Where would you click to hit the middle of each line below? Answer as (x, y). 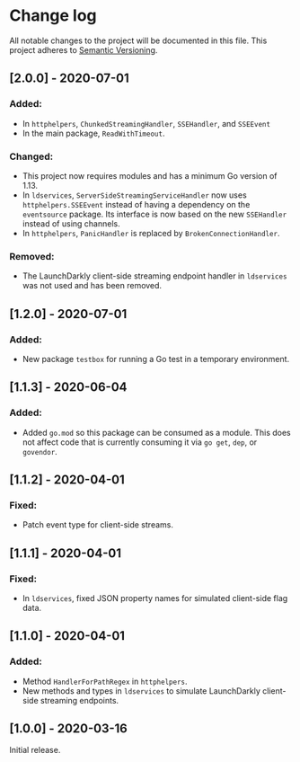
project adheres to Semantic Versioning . (84, 49)
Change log (53, 16)
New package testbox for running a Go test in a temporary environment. (156, 359)
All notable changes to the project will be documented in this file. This (138, 40)
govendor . (40, 451)
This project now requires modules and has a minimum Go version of (150, 175)
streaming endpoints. (79, 700)
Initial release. (35, 750)
